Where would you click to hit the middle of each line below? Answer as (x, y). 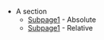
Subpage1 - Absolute (62, 20)
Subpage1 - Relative (60, 28)
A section (31, 11)
